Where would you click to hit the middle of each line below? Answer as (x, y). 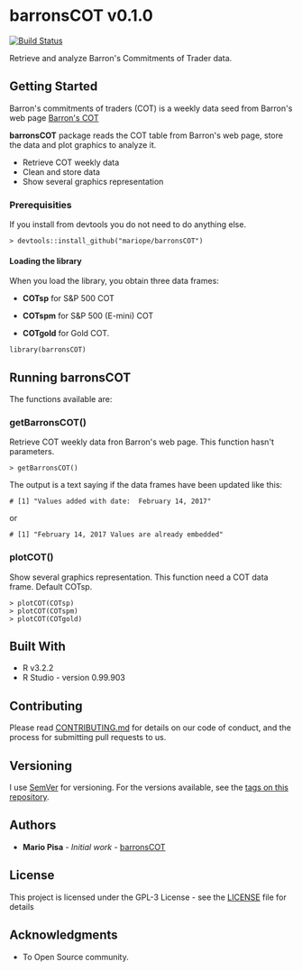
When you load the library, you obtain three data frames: (114, 281)
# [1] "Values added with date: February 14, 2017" (110, 501)
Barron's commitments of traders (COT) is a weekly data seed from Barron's (151, 108)
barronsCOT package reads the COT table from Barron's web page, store (146, 135)
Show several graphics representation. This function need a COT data (139, 577)
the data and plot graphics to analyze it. (83, 144)
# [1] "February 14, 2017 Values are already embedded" (116, 535)
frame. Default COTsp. (51, 586)
